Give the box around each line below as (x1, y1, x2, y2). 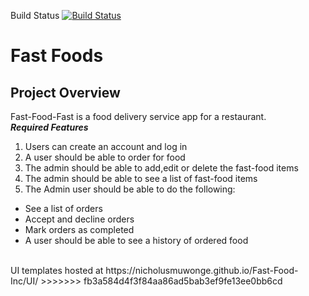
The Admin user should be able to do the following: (24, 183, 236, 195)
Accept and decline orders (24, 213, 135, 225)
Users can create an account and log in (24, 141, 188, 152)
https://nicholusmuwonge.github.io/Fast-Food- (105, 265, 299, 276)
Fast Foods (10, 45, 104, 67)
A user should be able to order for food (24, 151, 186, 163)
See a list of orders (24, 203, 103, 214)
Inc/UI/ (10, 275, 39, 287)
